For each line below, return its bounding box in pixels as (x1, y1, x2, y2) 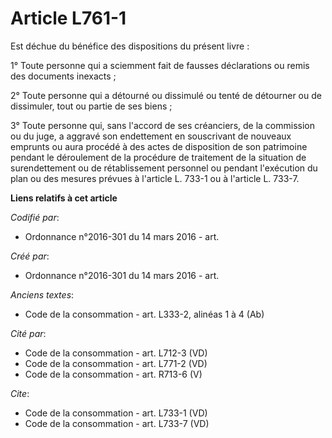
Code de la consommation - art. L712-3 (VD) (24, 347, 208, 359)
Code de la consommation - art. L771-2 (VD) (24, 357, 208, 369)
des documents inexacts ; (10, 70, 117, 82)
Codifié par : (10, 211, 60, 223)
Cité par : (10, 327, 47, 339)
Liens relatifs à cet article (10, 192, 118, 204)
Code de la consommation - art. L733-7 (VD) (24, 417, 210, 429)
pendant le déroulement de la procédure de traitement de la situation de (10, 151, 307, 163)
